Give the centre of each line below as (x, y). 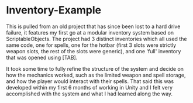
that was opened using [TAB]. (42, 57)
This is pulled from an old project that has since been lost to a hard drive (93, 26)
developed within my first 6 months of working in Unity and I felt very (89, 87)
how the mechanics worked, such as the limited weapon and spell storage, (96, 75)
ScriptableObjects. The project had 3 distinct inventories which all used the (96, 39)
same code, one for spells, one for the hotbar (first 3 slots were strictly (91, 45)
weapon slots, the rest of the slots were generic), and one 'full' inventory (94, 51)
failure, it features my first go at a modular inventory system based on (90, 32)
